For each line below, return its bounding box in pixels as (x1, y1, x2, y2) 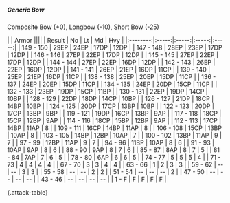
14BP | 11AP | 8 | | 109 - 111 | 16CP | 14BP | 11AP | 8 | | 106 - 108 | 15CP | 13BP (7, 124, 222, 132)
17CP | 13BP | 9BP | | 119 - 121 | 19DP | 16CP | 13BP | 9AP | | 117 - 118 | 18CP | (7, 109, 222, 117)
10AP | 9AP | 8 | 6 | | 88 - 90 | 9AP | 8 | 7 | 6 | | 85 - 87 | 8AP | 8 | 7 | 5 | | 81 (7, 145, 220, 154)
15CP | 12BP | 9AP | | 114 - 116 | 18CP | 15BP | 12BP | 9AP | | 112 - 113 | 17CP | (7, 116, 222, 125)
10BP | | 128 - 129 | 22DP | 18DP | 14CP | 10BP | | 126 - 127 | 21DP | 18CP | (7, 94, 214, 103)
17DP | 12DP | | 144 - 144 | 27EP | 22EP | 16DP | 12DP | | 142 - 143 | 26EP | (7, 58, 216, 66)
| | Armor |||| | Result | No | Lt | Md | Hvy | (7, 36, 124, 44)
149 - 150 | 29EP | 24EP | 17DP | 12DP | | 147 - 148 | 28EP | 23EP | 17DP (21, 43, 222, 52)
